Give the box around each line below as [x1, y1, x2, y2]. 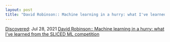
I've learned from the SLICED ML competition [5, 31, 100, 37]
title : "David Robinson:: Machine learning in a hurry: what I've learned [5, 12, 166, 17]
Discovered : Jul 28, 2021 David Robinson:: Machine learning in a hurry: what [5, 25, 164, 31]
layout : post [5, 7, 33, 12]
